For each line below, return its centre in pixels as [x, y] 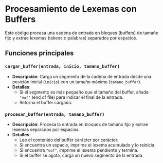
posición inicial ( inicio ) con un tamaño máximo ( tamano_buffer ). [77, 82]
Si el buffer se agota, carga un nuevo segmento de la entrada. [81, 155]
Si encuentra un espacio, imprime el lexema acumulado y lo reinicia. [87, 145]
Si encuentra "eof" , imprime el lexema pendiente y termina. [79, 150]
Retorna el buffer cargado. [46, 102]
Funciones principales [39, 53]
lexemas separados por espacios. [46, 129]
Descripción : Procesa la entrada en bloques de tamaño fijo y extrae [80, 124]
